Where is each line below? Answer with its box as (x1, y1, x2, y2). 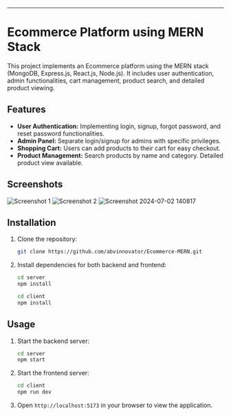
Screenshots (7, 178, 63, 190)
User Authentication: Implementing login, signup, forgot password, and (16, 122, 221, 130)
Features (7, 104, 46, 116)
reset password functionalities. (16, 129, 105, 138)
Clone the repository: (16, 235, 78, 243)
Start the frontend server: (16, 369, 89, 377)
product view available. (16, 158, 83, 167)
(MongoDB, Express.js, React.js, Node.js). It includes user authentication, (7, 69, 214, 77)
